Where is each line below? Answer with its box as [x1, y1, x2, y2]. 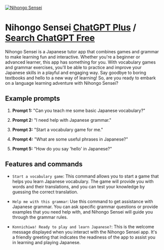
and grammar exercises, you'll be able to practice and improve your [5, 64, 142, 70]
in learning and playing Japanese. [12, 239, 81, 245]
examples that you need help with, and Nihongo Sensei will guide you [12, 209, 153, 214]
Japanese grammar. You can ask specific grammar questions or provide [12, 204, 158, 210]
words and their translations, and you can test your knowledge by [12, 183, 145, 189]
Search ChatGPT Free [5, 33, 95, 44]
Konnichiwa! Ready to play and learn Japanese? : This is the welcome [12, 223, 155, 229]
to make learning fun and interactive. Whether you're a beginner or [5, 54, 140, 60]
